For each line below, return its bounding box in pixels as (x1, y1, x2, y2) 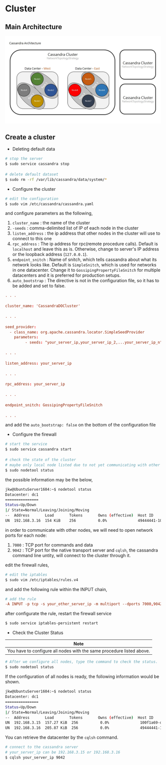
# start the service (5, 442, 48, 447)
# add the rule (5, 596, 37, 601)
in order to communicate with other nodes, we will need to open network (5, 527, 153, 533)
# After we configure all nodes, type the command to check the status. (5, 659, 158, 665)
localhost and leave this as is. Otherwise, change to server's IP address (12, 246, 159, 252)
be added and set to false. (12, 283, 66, 289)
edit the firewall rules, (5, 562, 49, 568)
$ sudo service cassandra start (5, 447, 72, 452)
